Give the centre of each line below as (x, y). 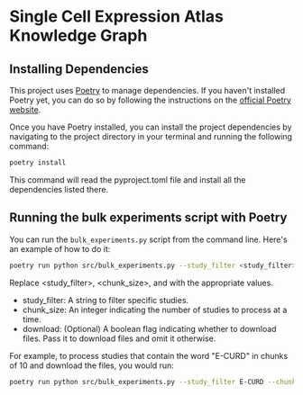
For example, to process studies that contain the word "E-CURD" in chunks (149, 355)
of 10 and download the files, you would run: (92, 365)
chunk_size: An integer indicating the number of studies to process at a (155, 310)
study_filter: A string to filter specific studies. (106, 300)
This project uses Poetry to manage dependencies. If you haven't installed (147, 90)
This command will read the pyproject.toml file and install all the (128, 180)
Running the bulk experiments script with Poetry (148, 218)
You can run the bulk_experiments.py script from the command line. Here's (148, 239)
